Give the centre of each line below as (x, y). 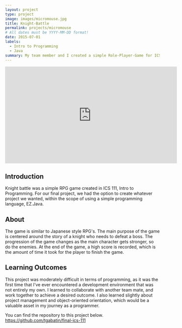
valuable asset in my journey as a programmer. (52, 305)
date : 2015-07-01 (23, 37)
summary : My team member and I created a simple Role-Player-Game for (79, 55)
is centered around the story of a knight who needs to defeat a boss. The (79, 236)
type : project (20, 14)
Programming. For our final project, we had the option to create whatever (79, 194)
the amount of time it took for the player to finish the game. (65, 252)
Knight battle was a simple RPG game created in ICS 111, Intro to (69, 188)
